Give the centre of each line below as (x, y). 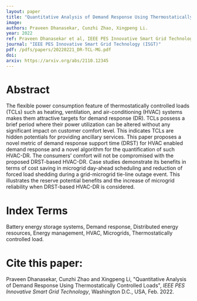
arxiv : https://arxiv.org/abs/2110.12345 (57, 60)
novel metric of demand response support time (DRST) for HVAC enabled (95, 143)
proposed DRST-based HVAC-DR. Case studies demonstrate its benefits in (96, 162)
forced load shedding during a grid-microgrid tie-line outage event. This (93, 174)
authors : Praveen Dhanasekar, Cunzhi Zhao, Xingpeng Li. (77, 28)
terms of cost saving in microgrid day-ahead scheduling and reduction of (94, 168)
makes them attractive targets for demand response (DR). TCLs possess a (96, 119)
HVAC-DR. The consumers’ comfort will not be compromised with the (90, 155)
